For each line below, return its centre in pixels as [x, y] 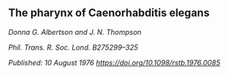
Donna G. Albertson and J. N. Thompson [75, 32]
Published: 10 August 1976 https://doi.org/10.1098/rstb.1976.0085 [114, 62]
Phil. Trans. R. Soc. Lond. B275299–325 [74, 47]
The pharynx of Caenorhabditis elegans [109, 13]
